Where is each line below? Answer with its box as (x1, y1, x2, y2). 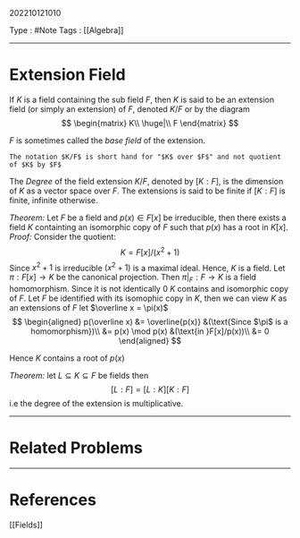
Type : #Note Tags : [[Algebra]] (9, 25, 124, 35)
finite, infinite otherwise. (9, 194, 98, 205)
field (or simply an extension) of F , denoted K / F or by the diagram (9, 103, 250, 115)
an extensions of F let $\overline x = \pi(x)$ (9, 303, 169, 313)
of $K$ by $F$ (9, 160, 62, 169)
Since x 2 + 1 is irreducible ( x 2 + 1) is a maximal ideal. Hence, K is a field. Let (9, 260, 286, 273)
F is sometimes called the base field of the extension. (9, 134, 205, 146)
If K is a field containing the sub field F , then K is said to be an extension (9, 94, 275, 105)
